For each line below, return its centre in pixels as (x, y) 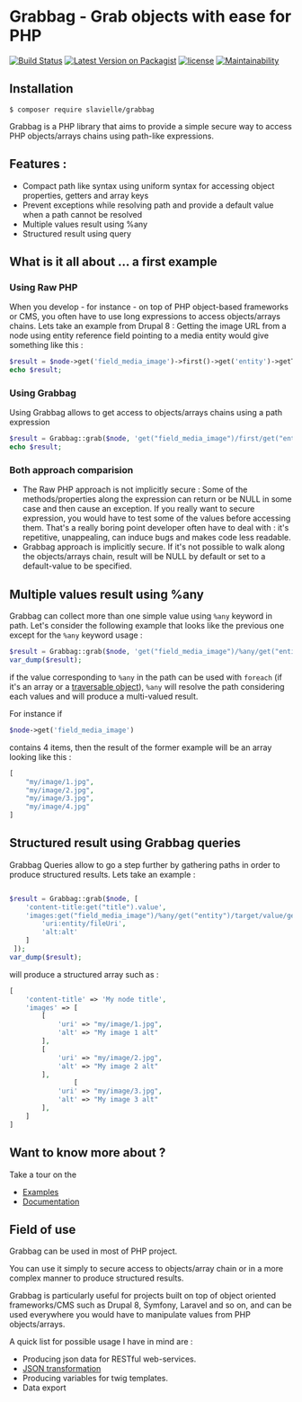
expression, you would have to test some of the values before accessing (156, 518)
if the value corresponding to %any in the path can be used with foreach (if (146, 677)
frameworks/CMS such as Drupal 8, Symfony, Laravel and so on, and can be (151, 1305)
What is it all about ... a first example (113, 261)
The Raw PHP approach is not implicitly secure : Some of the (135, 490)
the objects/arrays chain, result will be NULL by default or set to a (144, 557)
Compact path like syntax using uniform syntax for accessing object (148, 185)
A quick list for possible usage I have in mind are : (101, 1342)
